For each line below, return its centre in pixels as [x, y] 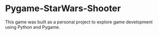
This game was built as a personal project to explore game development [79, 22]
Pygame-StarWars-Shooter [63, 9]
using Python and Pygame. [33, 27]
